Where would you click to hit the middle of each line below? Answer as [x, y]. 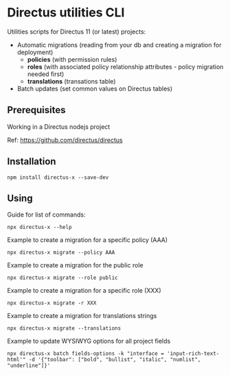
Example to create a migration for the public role [75, 265]
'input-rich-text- [193, 354]
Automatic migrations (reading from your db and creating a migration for [119, 45]
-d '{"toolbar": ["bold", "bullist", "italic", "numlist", [115, 360]
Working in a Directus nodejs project [59, 126]
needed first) [46, 74]
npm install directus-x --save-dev [58, 177]
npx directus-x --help [39, 228]
